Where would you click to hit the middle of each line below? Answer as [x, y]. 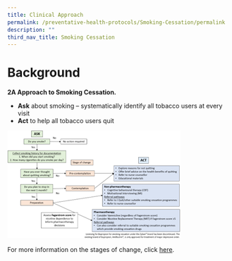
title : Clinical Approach [45, 15]
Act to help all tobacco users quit [66, 121]
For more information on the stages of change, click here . [91, 250]
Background [44, 73]
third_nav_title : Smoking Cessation [61, 37]
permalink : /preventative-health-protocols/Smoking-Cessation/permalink [116, 22]
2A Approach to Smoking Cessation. [62, 92]
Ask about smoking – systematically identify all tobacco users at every [120, 106]
